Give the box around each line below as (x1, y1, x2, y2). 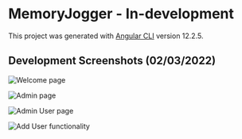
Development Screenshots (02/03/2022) (8, 54, 217, 68)
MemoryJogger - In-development (8, 5, 235, 23)
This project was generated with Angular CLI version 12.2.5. (8, 31, 204, 41)
